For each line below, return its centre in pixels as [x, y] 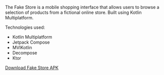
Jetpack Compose [31, 42]
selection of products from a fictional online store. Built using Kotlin [73, 12]
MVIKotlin [22, 47]
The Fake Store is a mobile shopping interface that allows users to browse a [82, 7]
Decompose [25, 53]
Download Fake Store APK [32, 68]
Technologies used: [25, 27]
